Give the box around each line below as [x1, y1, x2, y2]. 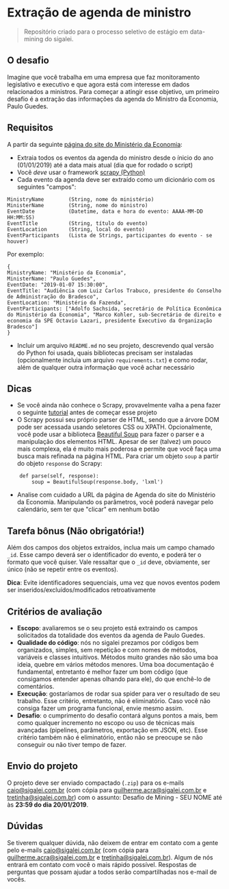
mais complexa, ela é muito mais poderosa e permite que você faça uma [16, 444, 221, 453]
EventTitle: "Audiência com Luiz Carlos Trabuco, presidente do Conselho [7, 287, 222, 294]
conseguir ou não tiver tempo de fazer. [16, 741, 126, 748]
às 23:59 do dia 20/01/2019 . [7, 801, 89, 809]
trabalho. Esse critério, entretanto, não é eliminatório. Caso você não [16, 697, 211, 704]
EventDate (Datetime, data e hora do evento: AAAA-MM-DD [7, 208, 204, 215]
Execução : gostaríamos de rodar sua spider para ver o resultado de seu [16, 689, 220, 698]
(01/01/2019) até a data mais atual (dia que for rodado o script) [16, 161, 193, 169]
